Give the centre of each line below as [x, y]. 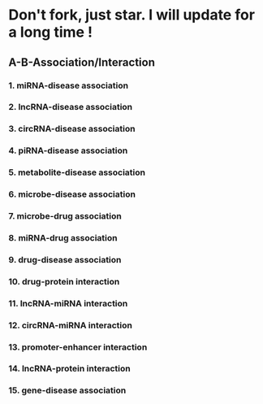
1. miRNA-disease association [68, 85]
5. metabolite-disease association [77, 172]
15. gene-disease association [67, 390]
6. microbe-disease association [72, 194]
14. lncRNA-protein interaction [70, 369]
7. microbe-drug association [65, 216]
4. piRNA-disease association [68, 150]
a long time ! [51, 32]
